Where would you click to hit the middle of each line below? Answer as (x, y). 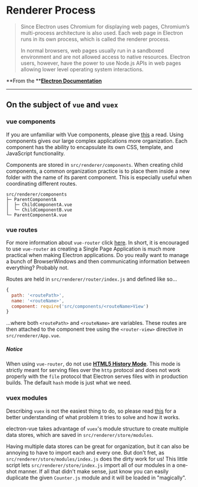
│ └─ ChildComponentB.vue (39, 210)
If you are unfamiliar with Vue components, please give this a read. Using (95, 134)
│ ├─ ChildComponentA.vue (39, 205)
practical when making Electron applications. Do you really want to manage (98, 255)
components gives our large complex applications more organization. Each (97, 141)
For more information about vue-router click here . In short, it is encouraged (98, 242)
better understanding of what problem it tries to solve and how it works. (93, 417)
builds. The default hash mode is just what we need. (69, 383)
